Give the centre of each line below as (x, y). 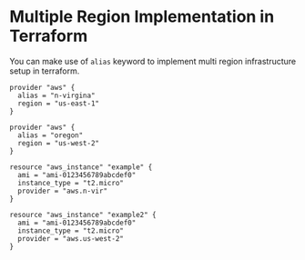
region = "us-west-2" (59, 143)
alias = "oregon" (51, 135)
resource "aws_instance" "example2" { (83, 215)
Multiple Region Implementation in (142, 17)
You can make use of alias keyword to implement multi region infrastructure (153, 61)
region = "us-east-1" (59, 103)
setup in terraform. (45, 71)
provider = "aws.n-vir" (62, 191)
